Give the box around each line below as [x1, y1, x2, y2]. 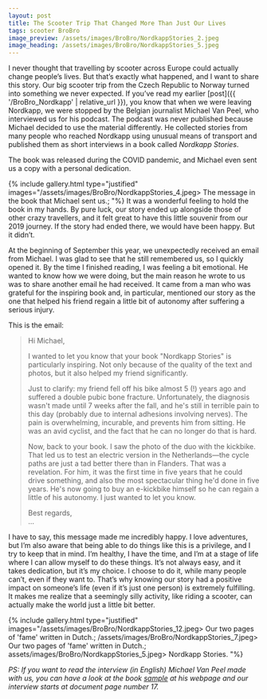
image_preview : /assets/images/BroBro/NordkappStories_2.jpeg [8, 34, 219, 42]
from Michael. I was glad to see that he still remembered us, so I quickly [8, 254, 244, 264]
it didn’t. [8, 230, 35, 240]
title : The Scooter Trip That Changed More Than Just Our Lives [8, 19, 226, 27]
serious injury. [8, 305, 55, 315]
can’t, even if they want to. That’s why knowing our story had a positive [8, 574, 242, 584]
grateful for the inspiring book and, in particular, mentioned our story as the [8, 288, 256, 298]
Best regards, [27, 508, 73, 518]
